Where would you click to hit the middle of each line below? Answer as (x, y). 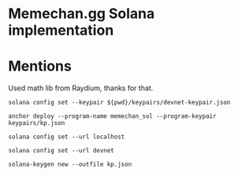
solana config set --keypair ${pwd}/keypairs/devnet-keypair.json (119, 103)
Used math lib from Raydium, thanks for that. (81, 88)
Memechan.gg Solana (82, 14)
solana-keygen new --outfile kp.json (70, 165)
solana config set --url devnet (61, 151)
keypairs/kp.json (37, 123)
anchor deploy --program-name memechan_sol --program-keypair (112, 116)
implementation (61, 30)
